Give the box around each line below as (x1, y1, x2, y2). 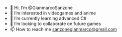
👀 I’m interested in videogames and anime (9, 10, 96, 16)
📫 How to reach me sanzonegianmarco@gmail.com (9, 26, 117, 32)
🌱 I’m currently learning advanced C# (9, 15, 87, 21)
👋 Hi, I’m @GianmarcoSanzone (9, 5, 73, 10)
